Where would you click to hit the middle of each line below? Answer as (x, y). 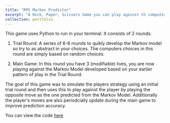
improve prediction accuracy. (36, 106)
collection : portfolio (29, 19)
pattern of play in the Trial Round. (47, 75)
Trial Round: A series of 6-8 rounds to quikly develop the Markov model (87, 43)
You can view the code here (34, 115)
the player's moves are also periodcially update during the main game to (80, 100)
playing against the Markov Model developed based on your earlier (82, 69)
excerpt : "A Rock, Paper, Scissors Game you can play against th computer (86, 15)
